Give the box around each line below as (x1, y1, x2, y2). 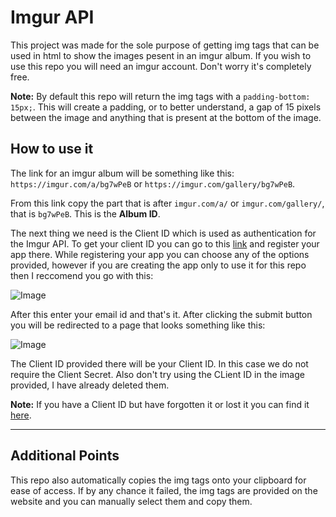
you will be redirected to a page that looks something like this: (10, 319, 266, 331)
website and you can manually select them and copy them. (10, 495, 253, 507)
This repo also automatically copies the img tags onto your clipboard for (10, 474, 307, 486)
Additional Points (10, 447, 120, 465)
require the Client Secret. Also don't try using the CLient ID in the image (10, 368, 305, 380)
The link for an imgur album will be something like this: (10, 167, 235, 179)
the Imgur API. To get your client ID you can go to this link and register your (10, 237, 320, 250)
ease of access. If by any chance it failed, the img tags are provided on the (10, 484, 318, 496)
